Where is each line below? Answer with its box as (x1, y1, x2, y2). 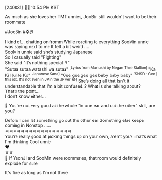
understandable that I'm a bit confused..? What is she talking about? (5, 83, 141, 89)
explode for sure (5, 160, 38, 166)
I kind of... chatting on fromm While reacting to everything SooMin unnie (5, 39, 149, 45)
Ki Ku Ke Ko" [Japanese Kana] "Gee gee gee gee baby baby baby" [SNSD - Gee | (5, 71, 158, 78)
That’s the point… (5, 88, 40, 94)
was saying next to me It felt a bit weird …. (5, 44, 90, 49)
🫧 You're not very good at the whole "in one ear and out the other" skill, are (5, 103, 156, 108)
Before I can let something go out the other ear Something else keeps (5, 117, 144, 123)
